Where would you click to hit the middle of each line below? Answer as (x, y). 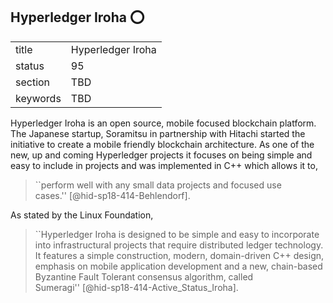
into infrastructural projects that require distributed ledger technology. (179, 245)
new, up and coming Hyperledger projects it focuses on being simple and (161, 155)
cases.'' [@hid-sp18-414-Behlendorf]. (112, 195)
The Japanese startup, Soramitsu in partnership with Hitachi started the (158, 133)
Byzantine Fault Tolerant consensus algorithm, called (144, 276)
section (33, 82)
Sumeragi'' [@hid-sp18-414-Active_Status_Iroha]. (136, 287)
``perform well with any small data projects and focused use (158, 185)
